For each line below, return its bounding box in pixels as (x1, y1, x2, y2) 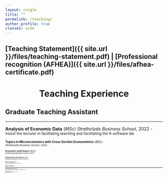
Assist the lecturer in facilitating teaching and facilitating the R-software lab (5, 131, 134, 136)
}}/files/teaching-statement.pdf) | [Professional (5, 52, 158, 60)
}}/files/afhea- (107, 60, 154, 68)
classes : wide (5, 26, 35, 31)
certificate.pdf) (5, 68, 54, 76)
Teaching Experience (39, 88, 129, 99)
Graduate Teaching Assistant (5, 108, 98, 116)
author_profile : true (5, 21, 50, 26)
